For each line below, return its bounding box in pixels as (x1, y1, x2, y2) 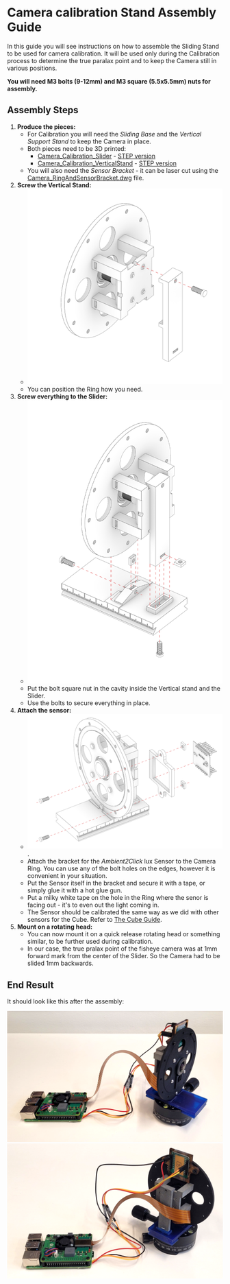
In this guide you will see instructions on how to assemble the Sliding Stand (7, 42, 220, 50)
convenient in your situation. (27, 872, 107, 880)
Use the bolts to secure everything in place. (27, 699, 151, 707)
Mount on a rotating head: (16, 923, 93, 931)
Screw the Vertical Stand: (16, 180, 92, 189)
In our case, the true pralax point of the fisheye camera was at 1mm (27, 944, 218, 953)
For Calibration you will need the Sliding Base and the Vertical (27, 130, 202, 138)
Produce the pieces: (16, 122, 76, 131)
